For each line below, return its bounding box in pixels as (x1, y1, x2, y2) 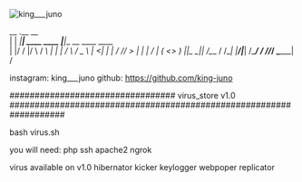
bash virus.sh (9, 127, 61, 138)
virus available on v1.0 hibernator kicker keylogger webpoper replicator (9, 162, 275, 172)
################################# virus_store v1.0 (9, 91, 236, 101)
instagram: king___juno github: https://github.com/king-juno (9, 72, 233, 83)
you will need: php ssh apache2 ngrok (9, 145, 152, 155)
